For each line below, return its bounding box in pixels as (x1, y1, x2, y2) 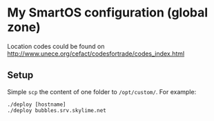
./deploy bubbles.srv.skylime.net (7, 107, 107, 114)
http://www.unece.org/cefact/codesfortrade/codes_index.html (7, 49, 185, 58)
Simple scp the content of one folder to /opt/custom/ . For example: (7, 87, 197, 96)
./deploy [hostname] (7, 101, 67, 108)
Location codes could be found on (7, 42, 105, 50)
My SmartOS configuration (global (7, 5, 208, 21)
